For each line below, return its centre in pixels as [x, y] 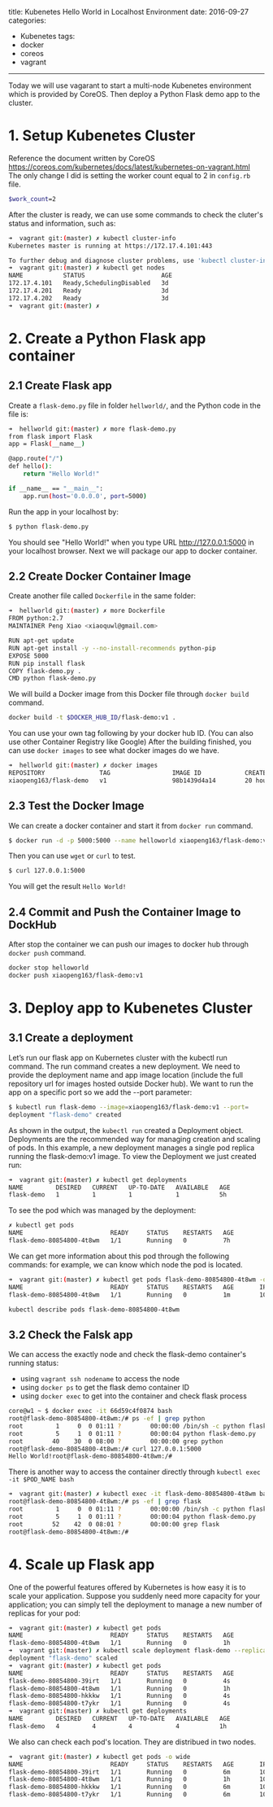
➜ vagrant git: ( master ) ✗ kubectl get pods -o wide [100, 1757]
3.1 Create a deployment [71, 1038]
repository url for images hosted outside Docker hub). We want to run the [131, 1083]
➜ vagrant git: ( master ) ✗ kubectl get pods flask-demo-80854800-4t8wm [132, 1280]
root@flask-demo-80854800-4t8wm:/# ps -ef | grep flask [105, 1502]
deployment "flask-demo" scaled [63, 1658]
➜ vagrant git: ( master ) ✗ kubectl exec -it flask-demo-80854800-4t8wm [132, 1494]
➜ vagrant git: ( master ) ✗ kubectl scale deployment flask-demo [119, 1651]
